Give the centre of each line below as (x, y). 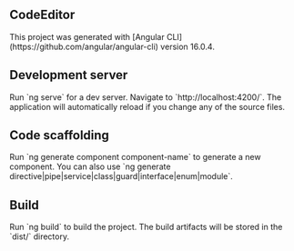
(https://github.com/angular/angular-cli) (84, 46)
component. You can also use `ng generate (90, 166)
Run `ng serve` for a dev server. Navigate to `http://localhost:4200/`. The (146, 97)
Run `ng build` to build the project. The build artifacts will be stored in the (146, 227)
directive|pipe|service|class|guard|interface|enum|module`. (122, 176)
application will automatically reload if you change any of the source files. (147, 106)
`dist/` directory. (40, 236)
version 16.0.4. (188, 46)
